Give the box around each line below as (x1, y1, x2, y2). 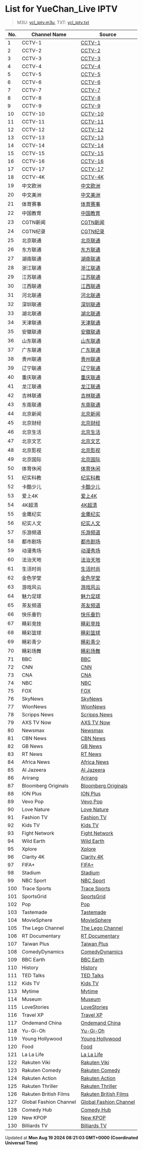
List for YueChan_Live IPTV (5, 3, 118, 15)
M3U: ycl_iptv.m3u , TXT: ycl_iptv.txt (17, 19, 89, 25)
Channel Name (31, 31, 67, 37)
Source (99, 31, 117, 37)
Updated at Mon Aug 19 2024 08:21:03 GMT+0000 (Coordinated (5, 1134, 139, 1140)
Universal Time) (5, 1140, 38, 1146)
